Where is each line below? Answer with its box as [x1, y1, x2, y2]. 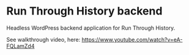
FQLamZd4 [6, 42, 35, 50]
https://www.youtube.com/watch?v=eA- [81, 36, 183, 43]
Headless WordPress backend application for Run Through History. [6, 24, 176, 31]
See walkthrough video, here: [6, 36, 81, 43]
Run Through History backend [6, 4, 163, 18]
